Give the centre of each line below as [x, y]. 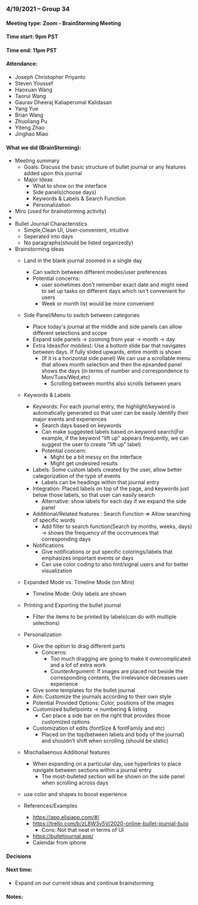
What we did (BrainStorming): [44, 147]
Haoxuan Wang [33, 89]
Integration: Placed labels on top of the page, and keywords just [111, 488]
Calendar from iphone [59, 843]
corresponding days [66, 539]
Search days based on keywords [81, 425]
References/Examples [51, 806]
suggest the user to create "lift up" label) [91, 444]
